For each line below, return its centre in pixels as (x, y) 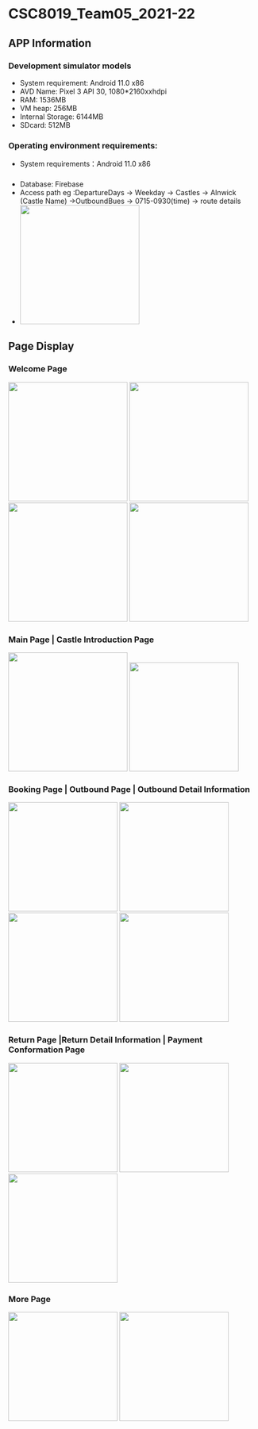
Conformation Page (47, 1050)
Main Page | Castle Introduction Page (81, 640)
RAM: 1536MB (43, 99)
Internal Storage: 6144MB (62, 117)
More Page (30, 1299)
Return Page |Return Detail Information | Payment (106, 1040)
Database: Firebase (52, 184)
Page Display (41, 346)
